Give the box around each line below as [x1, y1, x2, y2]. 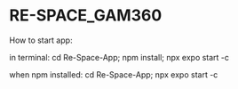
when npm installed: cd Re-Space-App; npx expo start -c [9, 69, 218, 80]
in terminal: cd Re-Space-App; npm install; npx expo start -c [9, 52, 229, 62]
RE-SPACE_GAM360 [9, 5, 163, 26]
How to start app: [9, 35, 73, 45]
